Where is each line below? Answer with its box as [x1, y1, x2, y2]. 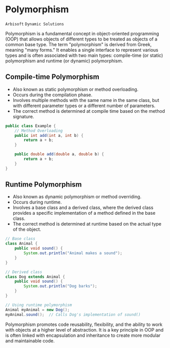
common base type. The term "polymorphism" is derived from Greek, [5, 41, 152, 47]
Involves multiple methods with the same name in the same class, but [12, 97, 160, 103]
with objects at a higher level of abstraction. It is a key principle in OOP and [5, 326, 164, 333]
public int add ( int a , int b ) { [14, 133, 83, 138]
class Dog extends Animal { [5, 274, 66, 279]
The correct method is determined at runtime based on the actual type [12, 221, 162, 227]
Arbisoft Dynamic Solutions [5, 22, 64, 27]
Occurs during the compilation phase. [12, 91, 93, 98]
